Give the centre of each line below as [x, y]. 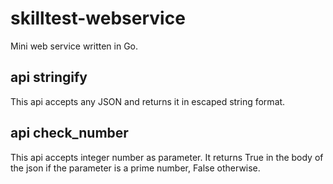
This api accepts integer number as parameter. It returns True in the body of [167, 157]
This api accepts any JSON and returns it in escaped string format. [148, 101]
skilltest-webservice [98, 18]
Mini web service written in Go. [74, 46]
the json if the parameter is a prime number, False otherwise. [135, 168]
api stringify [49, 77]
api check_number [69, 133]
